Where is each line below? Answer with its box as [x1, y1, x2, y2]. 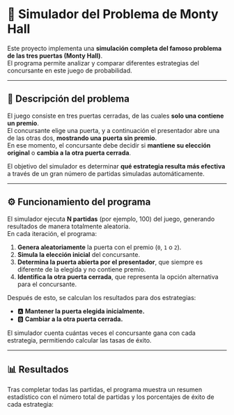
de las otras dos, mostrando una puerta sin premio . [7, 134, 157, 142]
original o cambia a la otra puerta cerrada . [7, 148, 131, 157]
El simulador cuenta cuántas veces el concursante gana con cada [7, 329, 196, 337]
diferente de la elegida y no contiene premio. [17, 265, 146, 274]
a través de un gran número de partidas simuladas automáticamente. [7, 169, 205, 178]
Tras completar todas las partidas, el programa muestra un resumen [7, 386, 203, 394]
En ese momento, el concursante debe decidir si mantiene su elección [7, 141, 211, 149]
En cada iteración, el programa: [7, 229, 97, 237]
